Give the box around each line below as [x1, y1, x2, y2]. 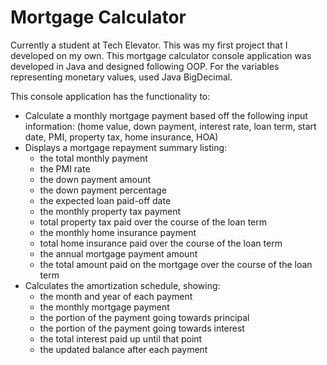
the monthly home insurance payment [39, 226, 197, 238]
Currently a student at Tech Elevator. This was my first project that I [10, 39, 288, 51]
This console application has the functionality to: [10, 90, 211, 102]
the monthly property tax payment [39, 205, 182, 217]
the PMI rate [39, 162, 91, 175]
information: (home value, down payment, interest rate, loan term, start [24, 120, 317, 132]
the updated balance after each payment [39, 343, 208, 355]
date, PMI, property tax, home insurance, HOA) [24, 131, 219, 143]
